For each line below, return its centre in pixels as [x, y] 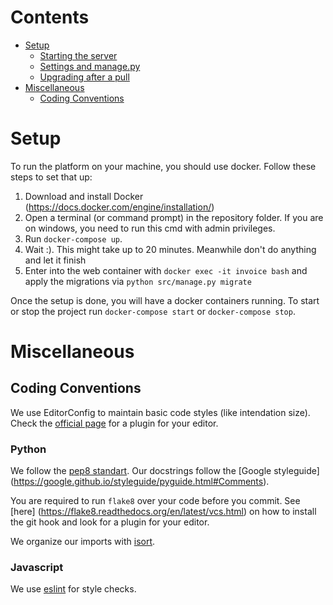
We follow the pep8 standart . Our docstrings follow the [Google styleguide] [165, 471]
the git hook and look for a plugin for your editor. [110, 522]
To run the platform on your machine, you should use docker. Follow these [163, 166]
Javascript [37, 568]
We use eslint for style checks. [73, 589]
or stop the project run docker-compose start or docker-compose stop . [153, 311]
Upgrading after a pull [84, 77]
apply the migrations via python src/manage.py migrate [138, 281]
